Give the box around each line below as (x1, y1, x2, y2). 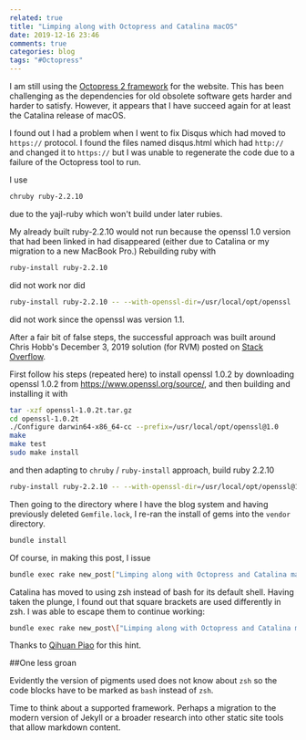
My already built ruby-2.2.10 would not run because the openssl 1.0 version (9, 225, 291, 237)
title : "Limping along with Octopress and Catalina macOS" (9, 22, 239, 31)
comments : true (9, 38, 67, 48)
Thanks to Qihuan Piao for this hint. (9, 640, 141, 651)
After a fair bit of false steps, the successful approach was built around (9, 331, 276, 342)
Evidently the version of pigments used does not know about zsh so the (9, 675, 278, 686)
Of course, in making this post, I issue (9, 552, 151, 563)
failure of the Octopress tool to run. (9, 157, 141, 167)
